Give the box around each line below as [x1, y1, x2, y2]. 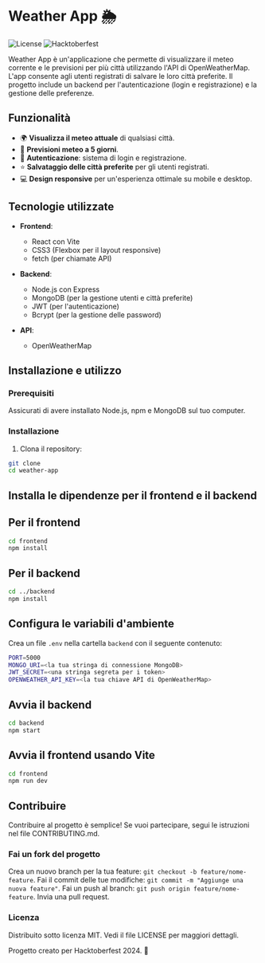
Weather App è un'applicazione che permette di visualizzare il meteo [8, 54, 234, 64]
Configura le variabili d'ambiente [8, 617, 175, 631]
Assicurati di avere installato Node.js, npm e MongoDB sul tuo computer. [8, 406, 246, 415]
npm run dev [8, 777, 48, 785]
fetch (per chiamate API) [31, 254, 112, 263]
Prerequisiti [8, 387, 54, 399]
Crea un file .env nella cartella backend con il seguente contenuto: [8, 638, 223, 647]
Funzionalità [8, 112, 71, 125]
